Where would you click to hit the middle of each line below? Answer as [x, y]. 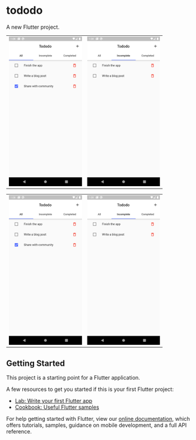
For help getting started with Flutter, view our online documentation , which [98, 419]
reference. [19, 432]
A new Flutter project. [33, 27]
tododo [25, 10]
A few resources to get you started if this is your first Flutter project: [90, 389]
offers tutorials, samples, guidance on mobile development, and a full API [97, 425]
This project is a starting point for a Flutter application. [73, 378]
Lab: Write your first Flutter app [54, 401]
